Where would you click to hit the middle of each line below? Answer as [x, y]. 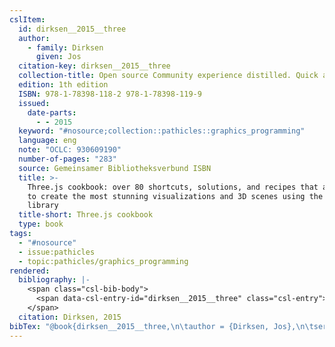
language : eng [47, 141]
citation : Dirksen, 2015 [70, 317]
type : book [41, 224]
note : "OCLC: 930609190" [70, 150]
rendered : [30, 271]
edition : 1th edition [63, 85]
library [43, 206]
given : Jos [58, 57]
